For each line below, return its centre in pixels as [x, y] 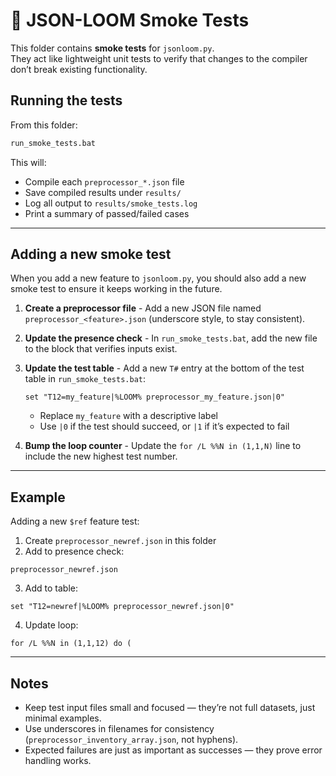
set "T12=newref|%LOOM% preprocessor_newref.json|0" [122, 607]
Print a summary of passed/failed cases [107, 213]
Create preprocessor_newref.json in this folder [120, 541]
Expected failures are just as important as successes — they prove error [173, 750]
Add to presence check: [74, 551]
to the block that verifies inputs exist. [101, 349]
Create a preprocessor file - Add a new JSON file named [143, 308]
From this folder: [44, 125]
